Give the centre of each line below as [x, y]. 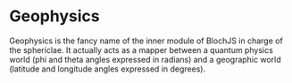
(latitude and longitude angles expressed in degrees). [108, 69]
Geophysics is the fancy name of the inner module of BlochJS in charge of [146, 41]
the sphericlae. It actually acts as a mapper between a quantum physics [142, 49]
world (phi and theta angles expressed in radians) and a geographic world [145, 59]
